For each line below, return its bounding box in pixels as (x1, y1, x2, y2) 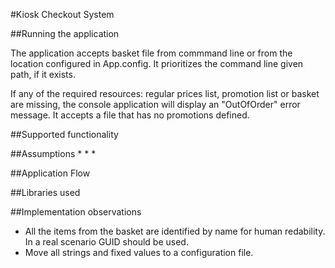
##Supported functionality (10, 129, 119, 140)
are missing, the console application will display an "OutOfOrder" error (10, 99, 301, 110)
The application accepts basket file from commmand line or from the (10, 47, 293, 59)
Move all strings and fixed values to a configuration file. (24, 247, 254, 258)
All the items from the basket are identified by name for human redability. (24, 225, 326, 237)
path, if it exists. (10, 69, 76, 80)
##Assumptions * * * (10, 148, 97, 159)
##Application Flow (10, 167, 91, 179)
